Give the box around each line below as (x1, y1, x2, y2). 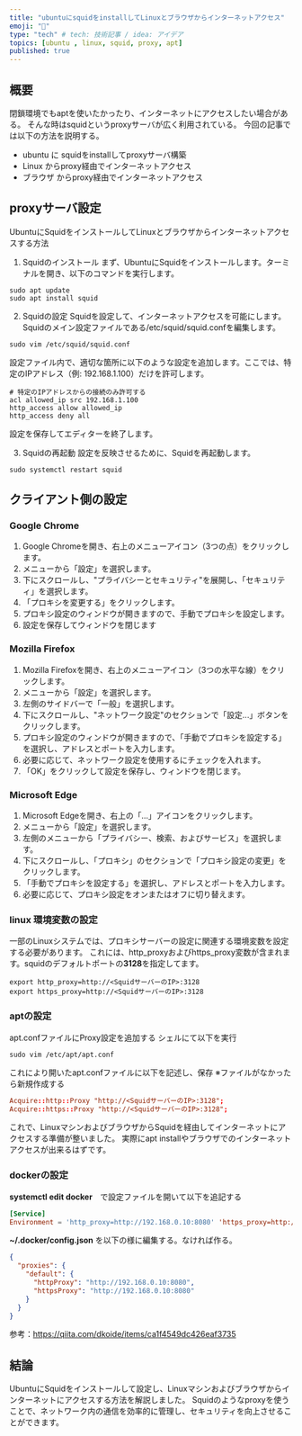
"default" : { (25, 1270, 75, 1279)
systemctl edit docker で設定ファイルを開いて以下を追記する (9, 1191, 243, 1202)
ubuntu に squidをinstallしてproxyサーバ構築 (22, 149, 187, 160)
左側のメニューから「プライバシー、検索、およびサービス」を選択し (22, 833, 275, 844)
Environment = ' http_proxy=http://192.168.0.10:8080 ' (9, 1217, 216, 1226)
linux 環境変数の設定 (9, 913, 99, 926)
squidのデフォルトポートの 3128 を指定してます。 (23, 958, 204, 969)
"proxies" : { (17, 1261, 67, 1270)
